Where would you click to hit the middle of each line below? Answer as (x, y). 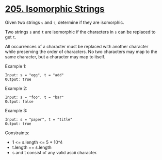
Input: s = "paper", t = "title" (39, 119)
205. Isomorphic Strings (55, 9)
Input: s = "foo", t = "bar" (34, 97)
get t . (11, 37)
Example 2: (16, 88)
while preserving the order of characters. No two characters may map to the (81, 52)
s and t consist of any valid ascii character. (55, 152)
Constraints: (17, 133)
